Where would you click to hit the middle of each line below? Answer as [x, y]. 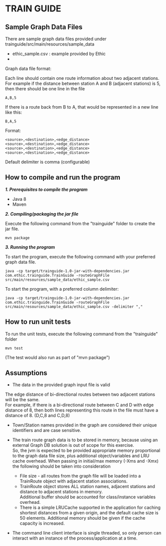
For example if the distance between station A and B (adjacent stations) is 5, [83, 83]
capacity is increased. [42, 523]
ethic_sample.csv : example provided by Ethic [59, 54]
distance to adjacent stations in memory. [61, 492]
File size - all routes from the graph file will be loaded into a [80, 476]
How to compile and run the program [63, 177]
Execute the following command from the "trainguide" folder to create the [80, 223]
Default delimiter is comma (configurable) [48, 162]
